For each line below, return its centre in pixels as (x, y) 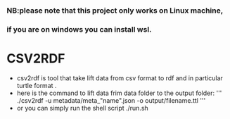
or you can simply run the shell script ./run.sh (82, 108)
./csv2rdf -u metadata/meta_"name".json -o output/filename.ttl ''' (111, 100)
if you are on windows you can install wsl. (79, 29)
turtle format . (37, 85)
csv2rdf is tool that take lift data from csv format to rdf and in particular (120, 78)
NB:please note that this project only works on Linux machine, (115, 11)
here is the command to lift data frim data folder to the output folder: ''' (119, 93)
